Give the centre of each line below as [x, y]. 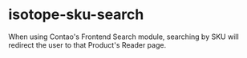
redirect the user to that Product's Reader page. [87, 44]
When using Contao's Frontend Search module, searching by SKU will [123, 37]
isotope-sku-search [76, 15]
